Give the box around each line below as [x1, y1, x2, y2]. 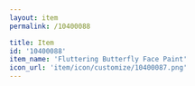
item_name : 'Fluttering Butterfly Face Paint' [9, 55, 188, 64]
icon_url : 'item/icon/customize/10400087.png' [9, 63, 188, 72]
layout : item [9, 13, 59, 23]
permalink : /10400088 [9, 22, 91, 31]
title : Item [9, 38, 54, 47]
